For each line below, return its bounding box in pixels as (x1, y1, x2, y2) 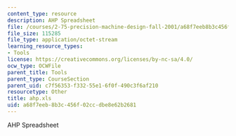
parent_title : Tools (7, 69, 68, 76)
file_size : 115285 (7, 29, 61, 37)
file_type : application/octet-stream (7, 36, 118, 43)
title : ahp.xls (7, 95, 52, 102)
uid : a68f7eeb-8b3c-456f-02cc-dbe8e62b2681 (7, 102, 137, 109)
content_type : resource (7, 10, 77, 18)
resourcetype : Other (7, 88, 68, 95)
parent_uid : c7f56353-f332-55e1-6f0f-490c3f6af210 (7, 82, 159, 89)
